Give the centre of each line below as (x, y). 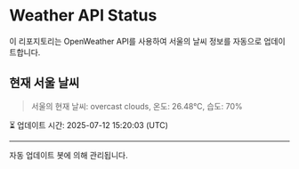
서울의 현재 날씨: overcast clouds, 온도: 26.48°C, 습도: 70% (137, 106)
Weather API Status (83, 16)
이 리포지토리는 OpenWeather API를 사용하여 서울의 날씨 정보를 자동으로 (136, 41)
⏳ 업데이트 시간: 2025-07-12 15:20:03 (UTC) (89, 125)
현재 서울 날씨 (44, 83)
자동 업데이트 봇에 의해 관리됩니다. (69, 155)
